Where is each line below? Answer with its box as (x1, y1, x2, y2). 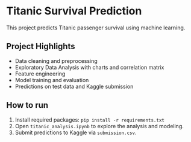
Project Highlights (6, 41, 75, 52)
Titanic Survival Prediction (6, 4, 142, 18)
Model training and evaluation (14, 76, 89, 83)
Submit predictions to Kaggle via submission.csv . (14, 129, 137, 136)
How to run (6, 100, 49, 110)
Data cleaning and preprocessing (14, 57, 98, 64)
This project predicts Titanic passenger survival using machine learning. (6, 24, 186, 31)
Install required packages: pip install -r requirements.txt (14, 116, 164, 123)
